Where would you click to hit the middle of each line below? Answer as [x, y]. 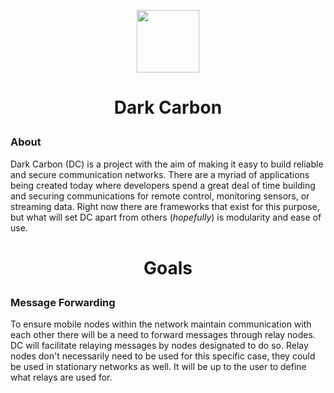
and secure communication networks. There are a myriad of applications [160, 174]
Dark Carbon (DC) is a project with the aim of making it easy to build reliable [167, 164]
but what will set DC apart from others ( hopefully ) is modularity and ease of [166, 217]
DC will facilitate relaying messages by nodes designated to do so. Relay [159, 346]
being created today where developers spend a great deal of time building [163, 185]
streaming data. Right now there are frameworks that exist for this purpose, [165, 206]
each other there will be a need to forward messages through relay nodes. [163, 335]
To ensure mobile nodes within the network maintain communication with [161, 324]
